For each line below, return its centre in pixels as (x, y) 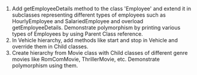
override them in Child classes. (50, 46)
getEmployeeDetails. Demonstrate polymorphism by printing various (96, 27)
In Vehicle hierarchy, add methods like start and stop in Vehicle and (95, 40)
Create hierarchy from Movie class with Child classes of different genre (100, 53)
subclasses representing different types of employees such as (89, 15)
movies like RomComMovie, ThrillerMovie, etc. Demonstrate (86, 59)
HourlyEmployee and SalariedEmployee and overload (78, 21)
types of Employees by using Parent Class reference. (77, 34)
